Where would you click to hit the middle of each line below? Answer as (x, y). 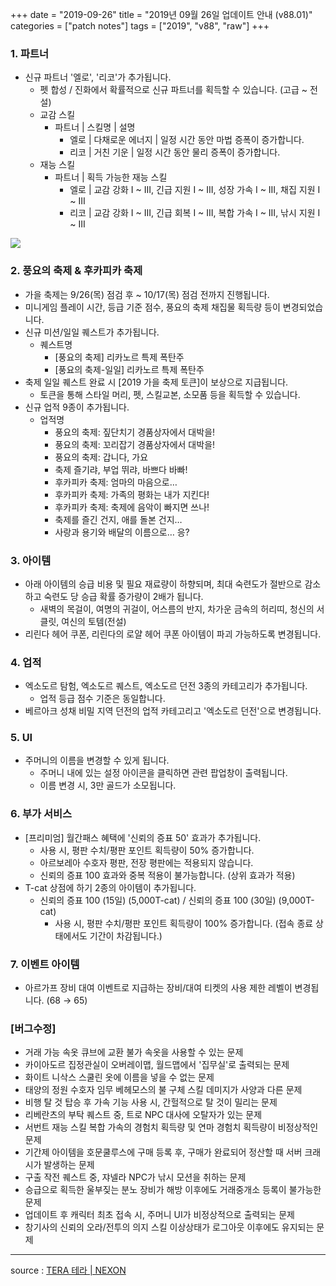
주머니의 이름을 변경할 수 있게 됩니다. (97, 760)
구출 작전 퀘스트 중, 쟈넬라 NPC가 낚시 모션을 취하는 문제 (135, 1177)
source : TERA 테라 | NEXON (68, 1270)
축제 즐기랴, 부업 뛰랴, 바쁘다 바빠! (121, 469)
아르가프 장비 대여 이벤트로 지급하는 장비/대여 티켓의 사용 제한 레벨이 (158, 988)
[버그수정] (33, 1028)
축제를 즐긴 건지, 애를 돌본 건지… (118, 519)
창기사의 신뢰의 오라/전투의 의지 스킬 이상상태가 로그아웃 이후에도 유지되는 (169, 1227)
